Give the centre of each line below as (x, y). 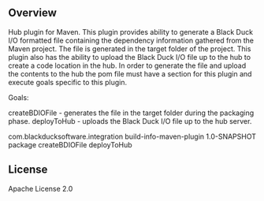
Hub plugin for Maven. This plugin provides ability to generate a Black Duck (131, 32)
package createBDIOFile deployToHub (70, 144)
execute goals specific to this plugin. (68, 82)
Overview (33, 13)
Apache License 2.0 (41, 188)
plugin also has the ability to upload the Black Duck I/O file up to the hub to (129, 57)
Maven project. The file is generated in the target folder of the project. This (130, 48)
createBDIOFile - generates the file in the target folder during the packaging (131, 113)
